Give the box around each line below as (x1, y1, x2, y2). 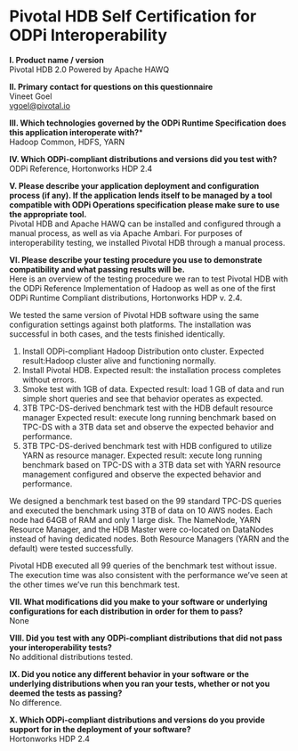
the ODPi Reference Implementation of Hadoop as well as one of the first (9, 282, 276, 293)
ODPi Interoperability (9, 25, 167, 45)
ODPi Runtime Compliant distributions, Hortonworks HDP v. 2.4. (9, 292, 243, 303)
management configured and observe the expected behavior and (21, 469, 262, 479)
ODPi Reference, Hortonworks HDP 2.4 (9, 163, 153, 174)
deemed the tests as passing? (9, 688, 123, 698)
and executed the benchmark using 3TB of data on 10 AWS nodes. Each (9, 505, 273, 516)
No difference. (9, 697, 62, 707)
